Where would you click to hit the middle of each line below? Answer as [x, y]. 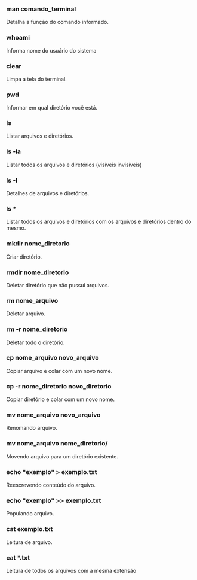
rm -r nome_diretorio [37, 329]
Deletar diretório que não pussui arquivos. [58, 285]
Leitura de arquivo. [29, 542]
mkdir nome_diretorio [38, 244]
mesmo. [16, 228]
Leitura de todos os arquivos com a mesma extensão [71, 570]
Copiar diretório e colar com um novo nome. [61, 399]
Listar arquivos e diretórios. [40, 136]
